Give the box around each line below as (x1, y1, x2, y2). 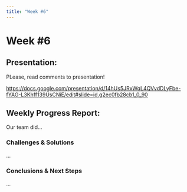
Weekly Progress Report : (6, 108, 100, 118)
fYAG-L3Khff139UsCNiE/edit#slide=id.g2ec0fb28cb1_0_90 (6, 91, 149, 98)
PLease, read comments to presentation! (6, 73, 105, 80)
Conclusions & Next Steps (6, 167, 83, 175)
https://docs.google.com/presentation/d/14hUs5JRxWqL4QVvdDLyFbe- (6, 84, 181, 92)
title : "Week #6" (6, 8, 49, 15)
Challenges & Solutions (6, 138, 74, 147)
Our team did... (6, 123, 42, 131)
